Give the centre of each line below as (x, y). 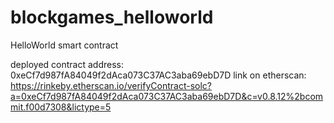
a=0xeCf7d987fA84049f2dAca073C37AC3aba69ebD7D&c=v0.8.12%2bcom (167, 96)
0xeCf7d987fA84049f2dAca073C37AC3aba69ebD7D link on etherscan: (158, 75)
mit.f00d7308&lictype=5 (61, 107)
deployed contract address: (67, 64)
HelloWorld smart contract (64, 45)
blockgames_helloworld (112, 17)
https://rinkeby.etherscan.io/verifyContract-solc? (111, 85)
